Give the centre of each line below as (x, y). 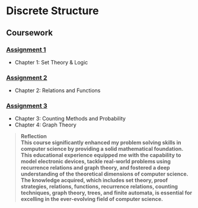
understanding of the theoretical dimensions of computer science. (104, 174)
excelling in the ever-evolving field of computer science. (92, 199)
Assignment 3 (27, 106)
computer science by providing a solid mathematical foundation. (102, 149)
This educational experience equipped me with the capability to (101, 155)
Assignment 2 (27, 77)
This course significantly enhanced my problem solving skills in (101, 142)
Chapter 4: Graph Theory (46, 125)
